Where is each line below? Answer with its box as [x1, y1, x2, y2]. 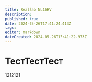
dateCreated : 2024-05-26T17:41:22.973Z [5, 35, 87, 40]
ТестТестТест [5, 56, 63, 67]
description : [5, 12, 32, 17]
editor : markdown [5, 30, 41, 35]
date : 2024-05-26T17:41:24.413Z [5, 21, 71, 26]
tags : [5, 26, 16, 30]
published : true [5, 16, 38, 21]
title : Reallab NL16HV [5, 7, 52, 12]
